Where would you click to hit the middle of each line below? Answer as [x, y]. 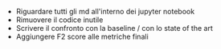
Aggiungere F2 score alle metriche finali [82, 36]
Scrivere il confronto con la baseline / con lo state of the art [114, 28]
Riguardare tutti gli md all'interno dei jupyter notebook [105, 11]
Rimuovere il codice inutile [59, 20]
